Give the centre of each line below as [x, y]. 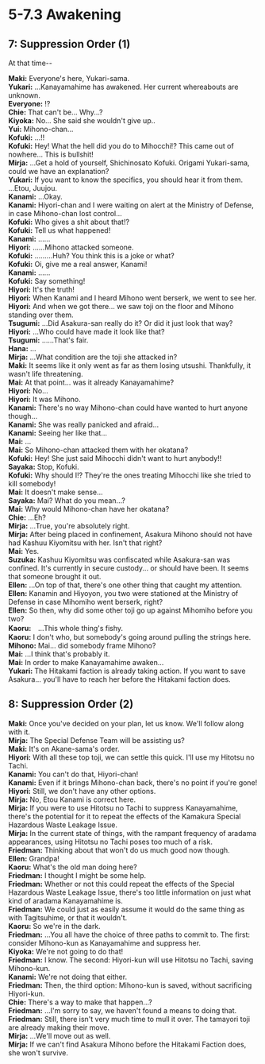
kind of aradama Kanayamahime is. [65, 900]
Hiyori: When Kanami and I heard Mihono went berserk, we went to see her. [132, 298]
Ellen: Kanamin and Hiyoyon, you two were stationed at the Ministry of [123, 593]
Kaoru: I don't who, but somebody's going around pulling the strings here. [130, 637]
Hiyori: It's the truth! [42, 289]
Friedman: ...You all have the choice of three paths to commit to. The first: [129, 934]
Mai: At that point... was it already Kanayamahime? [91, 382]
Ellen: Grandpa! [34, 858]
